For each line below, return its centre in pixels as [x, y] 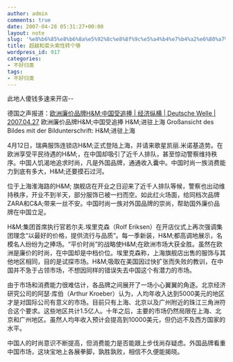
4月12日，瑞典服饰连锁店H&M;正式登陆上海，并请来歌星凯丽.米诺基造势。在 [115, 146]
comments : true [29, 20]
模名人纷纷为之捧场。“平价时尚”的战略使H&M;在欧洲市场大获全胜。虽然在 [112, 244]
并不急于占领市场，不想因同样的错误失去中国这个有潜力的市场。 [104, 270]
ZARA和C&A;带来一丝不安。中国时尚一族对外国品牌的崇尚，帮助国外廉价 [111, 204]
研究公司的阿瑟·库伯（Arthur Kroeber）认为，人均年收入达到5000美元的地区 [116, 294]
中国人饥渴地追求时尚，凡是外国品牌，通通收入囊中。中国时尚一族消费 [119, 163]
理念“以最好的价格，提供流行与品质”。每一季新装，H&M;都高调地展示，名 [118, 236]
